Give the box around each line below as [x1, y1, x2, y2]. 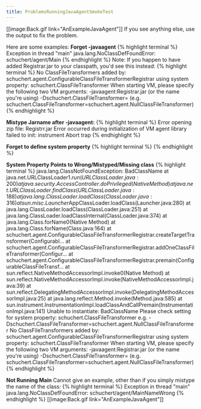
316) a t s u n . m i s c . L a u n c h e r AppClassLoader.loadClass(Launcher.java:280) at [6, 199, 191, 206]
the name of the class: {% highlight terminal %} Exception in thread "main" [6, 383, 190, 390]
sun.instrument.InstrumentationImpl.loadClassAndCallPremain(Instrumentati [6, 301, 193, 308]
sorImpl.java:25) [6, 294, 46, 302]
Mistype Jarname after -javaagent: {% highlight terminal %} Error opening [6, 118, 192, 126]
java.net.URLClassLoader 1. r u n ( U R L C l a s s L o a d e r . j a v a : [6, 173, 139, 181]
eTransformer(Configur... [6, 250, 68, 257]
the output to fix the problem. [6, 31, 78, 39]
